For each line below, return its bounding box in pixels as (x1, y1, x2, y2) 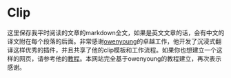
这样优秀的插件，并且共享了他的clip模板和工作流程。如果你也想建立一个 (12, 46, 217, 54)
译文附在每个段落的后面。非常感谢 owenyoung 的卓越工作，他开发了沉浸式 (7, 37, 216, 46)
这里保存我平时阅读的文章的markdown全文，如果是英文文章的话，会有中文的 (7, 28, 225, 37)
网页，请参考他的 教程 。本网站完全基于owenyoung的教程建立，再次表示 (19, 54, 222, 63)
